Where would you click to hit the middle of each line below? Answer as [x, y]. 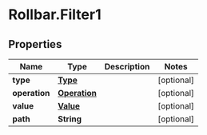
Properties [35, 44]
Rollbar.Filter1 [55, 15]
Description [127, 67]
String [70, 119]
